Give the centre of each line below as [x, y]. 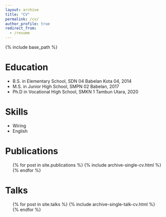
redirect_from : [21, 28]
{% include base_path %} [31, 47]
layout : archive [22, 10]
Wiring [19, 126]
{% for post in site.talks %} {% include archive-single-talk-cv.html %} [84, 204]
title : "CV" [17, 14]
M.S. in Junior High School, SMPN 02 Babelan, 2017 [66, 86]
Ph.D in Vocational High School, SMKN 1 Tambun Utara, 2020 [75, 92]
